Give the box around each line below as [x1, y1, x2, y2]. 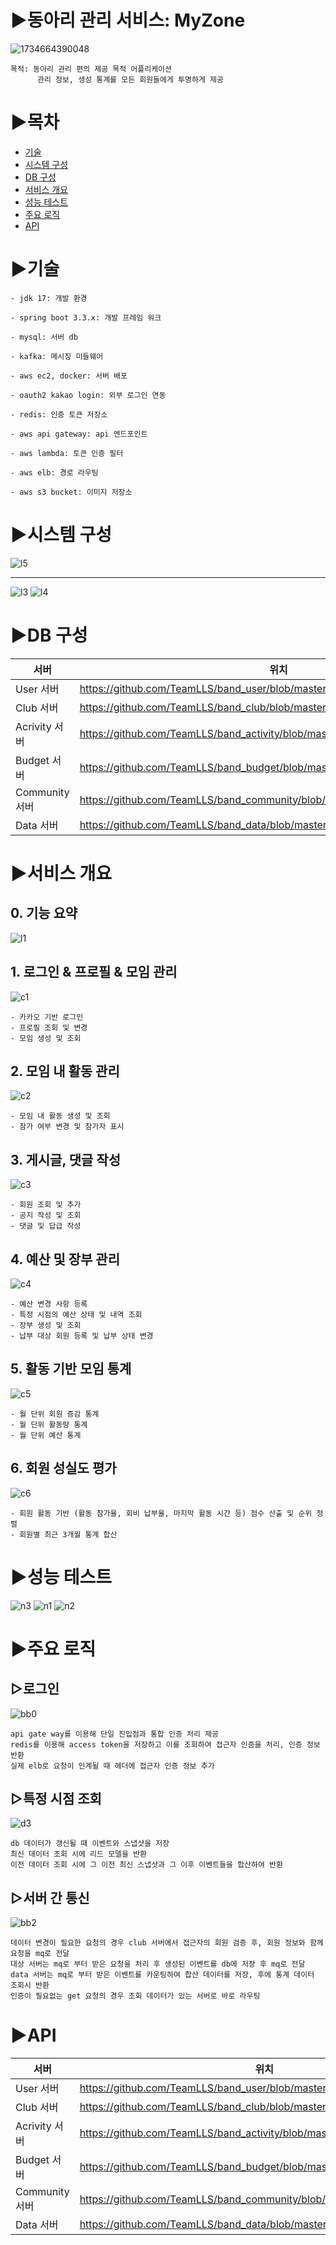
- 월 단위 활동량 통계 [10, 1419, 88, 1430]
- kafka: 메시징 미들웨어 [10, 351, 104, 361]
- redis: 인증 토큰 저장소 [10, 409, 108, 420]
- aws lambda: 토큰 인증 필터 [10, 448, 124, 458]
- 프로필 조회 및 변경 [10, 1022, 88, 1033]
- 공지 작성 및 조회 [10, 1211, 82, 1221]
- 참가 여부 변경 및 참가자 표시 [10, 1122, 125, 1132]
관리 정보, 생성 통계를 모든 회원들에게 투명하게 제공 [36, 74, 224, 85]
